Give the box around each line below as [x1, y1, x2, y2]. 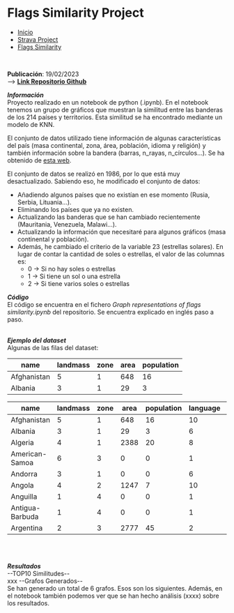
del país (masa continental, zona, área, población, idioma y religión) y [7, 141, 207, 149]
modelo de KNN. [7, 120, 55, 128]
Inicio [17, 28, 33, 36]
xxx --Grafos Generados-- [7, 577, 84, 585]
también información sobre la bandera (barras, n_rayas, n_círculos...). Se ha [7, 149, 225, 157]
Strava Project [17, 35, 58, 43]
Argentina [10, 523, 43, 533]
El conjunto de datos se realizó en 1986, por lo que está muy [7, 169, 180, 178]
